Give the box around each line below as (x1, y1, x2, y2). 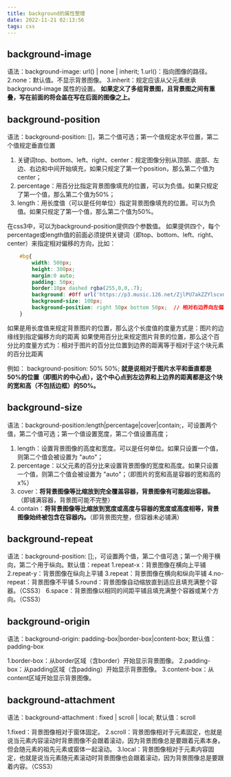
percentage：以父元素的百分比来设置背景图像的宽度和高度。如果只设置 (16, 461, 219, 470)
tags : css (7, 23, 36, 30)
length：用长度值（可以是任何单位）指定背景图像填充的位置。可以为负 (16, 199, 217, 207)
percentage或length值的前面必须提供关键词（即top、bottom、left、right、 (7, 231, 217, 239)
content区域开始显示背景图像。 (7, 674, 96, 682)
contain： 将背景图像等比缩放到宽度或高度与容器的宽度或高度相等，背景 (16, 504, 219, 512)
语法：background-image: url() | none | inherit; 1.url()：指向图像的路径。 (7, 67, 212, 76)
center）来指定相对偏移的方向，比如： (7, 239, 116, 248)
